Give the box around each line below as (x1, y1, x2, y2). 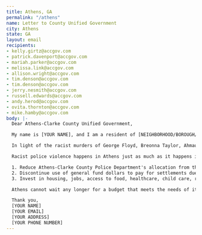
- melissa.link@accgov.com (6, 64, 74, 71)
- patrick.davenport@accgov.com (6, 54, 87, 60)
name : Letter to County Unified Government (6, 20, 117, 26)
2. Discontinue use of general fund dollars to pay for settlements (11, 170, 187, 176)
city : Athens (6, 25, 39, 32)
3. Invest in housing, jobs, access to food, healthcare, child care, (11, 175, 192, 181)
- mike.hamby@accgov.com (6, 110, 69, 116)
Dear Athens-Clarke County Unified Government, (11, 121, 133, 127)
